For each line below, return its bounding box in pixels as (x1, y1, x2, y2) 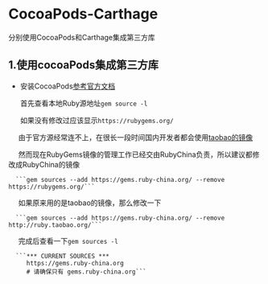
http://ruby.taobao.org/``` (8, 220, 103, 229)
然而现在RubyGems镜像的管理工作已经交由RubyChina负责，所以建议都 (18, 150, 253, 159)
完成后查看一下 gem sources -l (18, 236, 118, 245)
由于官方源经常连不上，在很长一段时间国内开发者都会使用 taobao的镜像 (18, 132, 254, 142)
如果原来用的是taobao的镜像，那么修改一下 (18, 198, 162, 208)
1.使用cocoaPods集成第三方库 (8, 58, 159, 72)
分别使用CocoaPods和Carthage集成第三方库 (8, 32, 155, 42)
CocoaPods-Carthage (8, 5, 159, 23)
